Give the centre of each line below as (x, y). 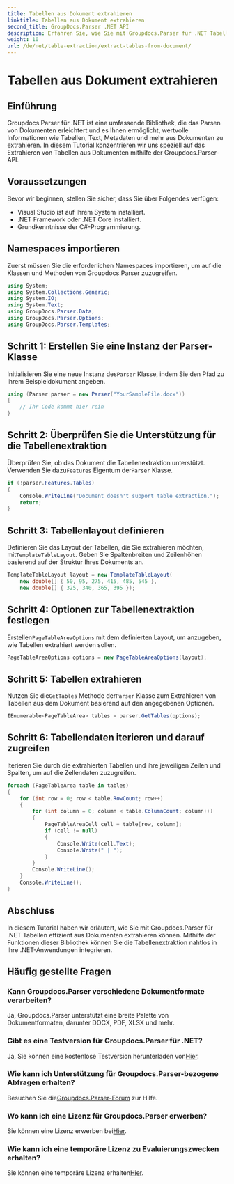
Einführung (32, 106)
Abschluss (31, 911)
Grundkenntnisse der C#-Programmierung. (79, 226)
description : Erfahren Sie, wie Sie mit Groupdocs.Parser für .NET (107, 33)
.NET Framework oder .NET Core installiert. (79, 219)
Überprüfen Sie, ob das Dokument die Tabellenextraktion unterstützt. (106, 462)
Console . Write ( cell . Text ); (96, 843)
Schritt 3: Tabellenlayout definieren (86, 530)
